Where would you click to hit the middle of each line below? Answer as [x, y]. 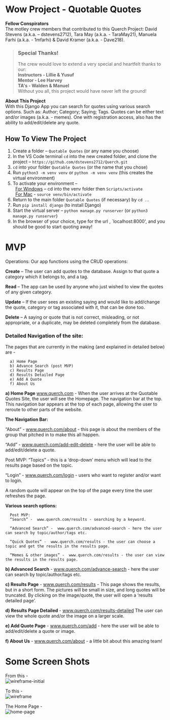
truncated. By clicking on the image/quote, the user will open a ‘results [79, 595]
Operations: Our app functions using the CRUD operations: [67, 261]
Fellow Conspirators [27, 23]
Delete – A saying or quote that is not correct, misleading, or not [72, 317]
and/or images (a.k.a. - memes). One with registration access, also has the [83, 117]
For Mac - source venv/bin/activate [53, 194]
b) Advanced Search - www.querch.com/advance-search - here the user [82, 569]
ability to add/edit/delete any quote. [43, 123]
